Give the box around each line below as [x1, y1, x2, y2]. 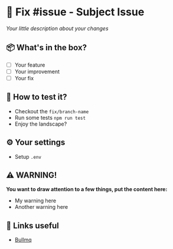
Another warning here [14, 204, 68, 211]
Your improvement [14, 68, 60, 75]
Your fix [14, 74, 34, 81]
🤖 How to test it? [6, 92, 67, 102]
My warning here [14, 197, 57, 204]
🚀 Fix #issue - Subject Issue [6, 5, 145, 19]
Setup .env [14, 153, 41, 160]
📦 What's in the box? [6, 42, 87, 53]
